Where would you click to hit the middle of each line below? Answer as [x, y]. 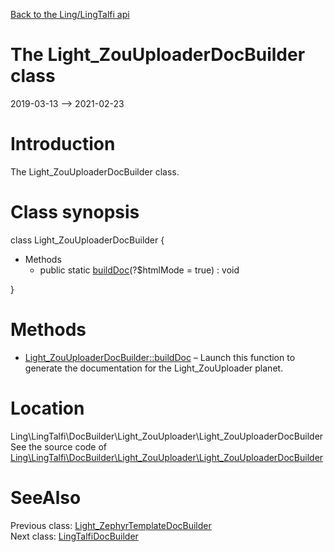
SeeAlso [46, 497]
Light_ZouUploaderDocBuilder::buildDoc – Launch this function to [160, 357]
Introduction [63, 144]
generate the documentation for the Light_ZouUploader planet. [154, 368]
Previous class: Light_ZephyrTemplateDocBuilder [111, 525]
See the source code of [59, 446]
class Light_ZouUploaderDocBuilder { [87, 240]
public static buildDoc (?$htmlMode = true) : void [139, 270]
